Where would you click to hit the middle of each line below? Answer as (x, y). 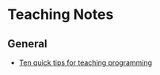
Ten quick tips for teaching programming (85, 62)
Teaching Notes (61, 15)
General (28, 44)
